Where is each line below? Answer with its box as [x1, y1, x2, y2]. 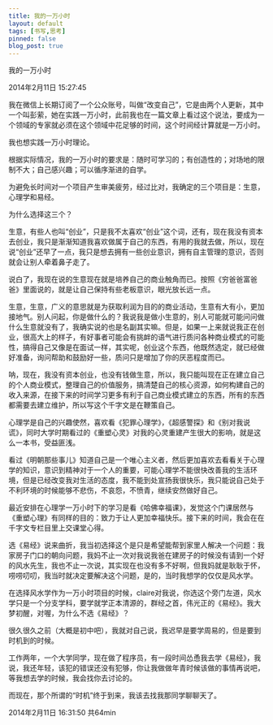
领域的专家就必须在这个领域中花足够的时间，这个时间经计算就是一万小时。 [15, 120, 265, 130]
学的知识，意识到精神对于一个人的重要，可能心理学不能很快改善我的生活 [8, 465, 250, 475]
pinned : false [8, 34, 57, 43]
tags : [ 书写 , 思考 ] [8, 27, 67, 35]
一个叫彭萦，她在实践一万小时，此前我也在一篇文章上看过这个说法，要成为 [8, 110, 258, 120]
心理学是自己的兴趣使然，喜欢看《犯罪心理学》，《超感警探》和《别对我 [8, 417, 244, 427]
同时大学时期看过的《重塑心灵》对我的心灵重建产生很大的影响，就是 [25, 428, 254, 438]
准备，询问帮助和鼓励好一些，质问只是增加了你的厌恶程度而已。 [15, 352, 229, 362]
